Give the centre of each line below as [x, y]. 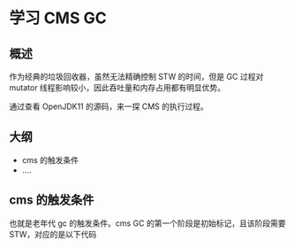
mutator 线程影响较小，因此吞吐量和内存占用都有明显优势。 [117, 88]
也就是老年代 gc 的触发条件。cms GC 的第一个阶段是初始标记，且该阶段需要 [147, 223]
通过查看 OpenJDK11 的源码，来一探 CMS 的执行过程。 [109, 106]
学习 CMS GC [58, 18]
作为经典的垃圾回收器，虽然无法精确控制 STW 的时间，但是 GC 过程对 [136, 77]
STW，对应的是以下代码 [53, 234]
